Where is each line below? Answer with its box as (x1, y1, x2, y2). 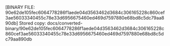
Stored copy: (19, 20, 46, 26)
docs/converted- (47, 20, 83, 26)
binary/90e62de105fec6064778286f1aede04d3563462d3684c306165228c (5, 25, 164, 31)
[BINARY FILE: (5, 4, 35, 10)
